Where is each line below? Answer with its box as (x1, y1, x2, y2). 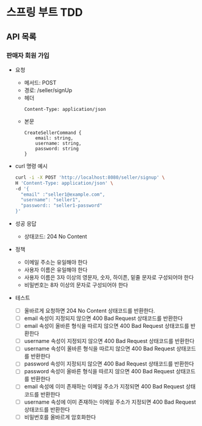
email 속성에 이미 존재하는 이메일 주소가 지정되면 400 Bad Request (24, 383, 185, 390)
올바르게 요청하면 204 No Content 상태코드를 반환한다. (24, 307, 155, 314)
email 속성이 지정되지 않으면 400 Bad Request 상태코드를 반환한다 (24, 315, 183, 322)
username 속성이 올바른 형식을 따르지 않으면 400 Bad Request (24, 345, 175, 352)
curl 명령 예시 (15, 162, 48, 170)
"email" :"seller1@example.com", (21, 191, 106, 198)
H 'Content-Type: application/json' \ (15, 180, 113, 186)
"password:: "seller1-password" (21, 202, 103, 209)
